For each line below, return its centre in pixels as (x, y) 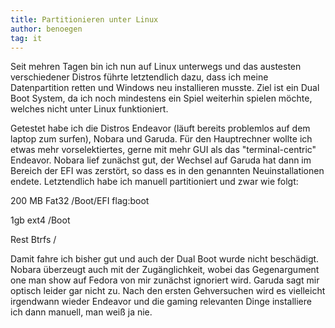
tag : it (26, 38)
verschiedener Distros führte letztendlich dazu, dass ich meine (139, 77)
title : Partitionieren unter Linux (84, 19)
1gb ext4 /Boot (40, 220)
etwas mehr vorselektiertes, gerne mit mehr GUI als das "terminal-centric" (163, 150)
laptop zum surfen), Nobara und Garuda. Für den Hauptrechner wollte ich (161, 139)
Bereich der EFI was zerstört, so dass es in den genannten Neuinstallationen (167, 171)
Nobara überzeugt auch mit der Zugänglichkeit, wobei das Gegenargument (165, 270)
